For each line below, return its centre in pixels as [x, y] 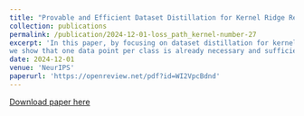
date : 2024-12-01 [42, 59]
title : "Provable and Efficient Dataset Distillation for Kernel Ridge [147, 18]
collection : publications [58, 26]
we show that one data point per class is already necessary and [135, 51]
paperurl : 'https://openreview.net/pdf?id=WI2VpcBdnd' [115, 76]
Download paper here [50, 102]
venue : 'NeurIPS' [42, 68]
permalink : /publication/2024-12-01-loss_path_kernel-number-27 [133, 34]
